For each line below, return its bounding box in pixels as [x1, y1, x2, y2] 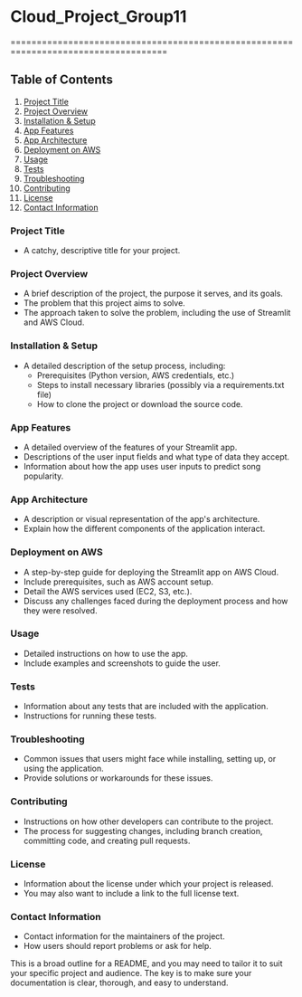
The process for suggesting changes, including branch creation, [23, 825, 263, 836]
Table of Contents [10, 72, 114, 88]
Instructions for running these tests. [23, 710, 157, 721]
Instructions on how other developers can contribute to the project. [23, 816, 274, 827]
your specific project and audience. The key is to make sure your [10, 968, 252, 979]
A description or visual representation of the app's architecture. [23, 514, 260, 525]
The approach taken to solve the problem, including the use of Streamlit [23, 308, 291, 318]
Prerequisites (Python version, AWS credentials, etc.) [36, 369, 235, 381]
